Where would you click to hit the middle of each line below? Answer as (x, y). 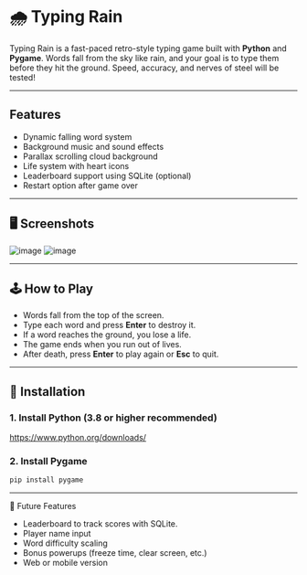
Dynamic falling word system (77, 136)
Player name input (57, 534)
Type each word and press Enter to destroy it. (109, 325)
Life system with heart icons (76, 165)
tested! (23, 77)
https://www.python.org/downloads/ (78, 438)
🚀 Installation (48, 392)
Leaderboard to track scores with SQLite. (100, 524)
